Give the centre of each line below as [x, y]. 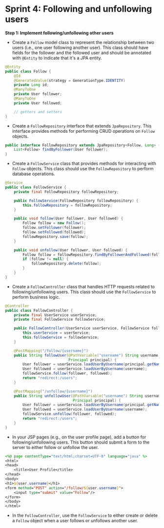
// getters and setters [38, 112]
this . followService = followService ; [61, 338]
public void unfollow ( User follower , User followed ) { [71, 250]
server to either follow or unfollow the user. [55, 447]
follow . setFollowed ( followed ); [54, 232]
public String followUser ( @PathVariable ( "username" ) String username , [87, 355]
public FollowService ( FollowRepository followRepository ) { [76, 201]
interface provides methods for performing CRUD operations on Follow [83, 131]
